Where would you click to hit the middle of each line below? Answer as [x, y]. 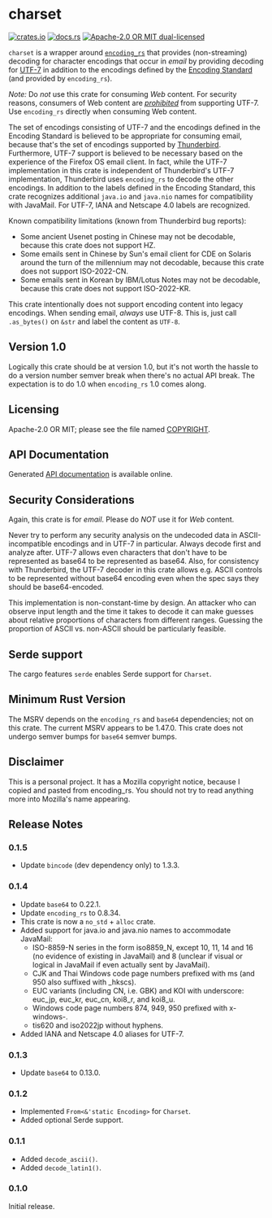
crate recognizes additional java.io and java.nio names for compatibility [131, 196]
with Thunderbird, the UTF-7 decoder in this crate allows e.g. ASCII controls [135, 570]
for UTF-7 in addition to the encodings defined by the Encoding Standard [131, 69]
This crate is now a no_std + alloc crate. [88, 921]
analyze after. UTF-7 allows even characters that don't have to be [118, 552]
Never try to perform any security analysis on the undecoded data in [123, 535]
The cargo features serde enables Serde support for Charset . [110, 674]
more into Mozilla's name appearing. [69, 799]
